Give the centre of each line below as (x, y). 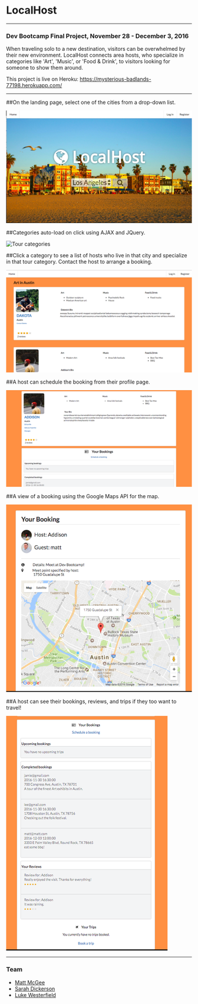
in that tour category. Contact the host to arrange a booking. (79, 261)
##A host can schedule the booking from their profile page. (78, 382)
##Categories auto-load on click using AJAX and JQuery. (76, 232)
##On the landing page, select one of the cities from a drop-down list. (91, 102)
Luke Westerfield (35, 995)
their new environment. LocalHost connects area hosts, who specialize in (95, 55)
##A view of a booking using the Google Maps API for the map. (83, 496)
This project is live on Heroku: (42, 79)
